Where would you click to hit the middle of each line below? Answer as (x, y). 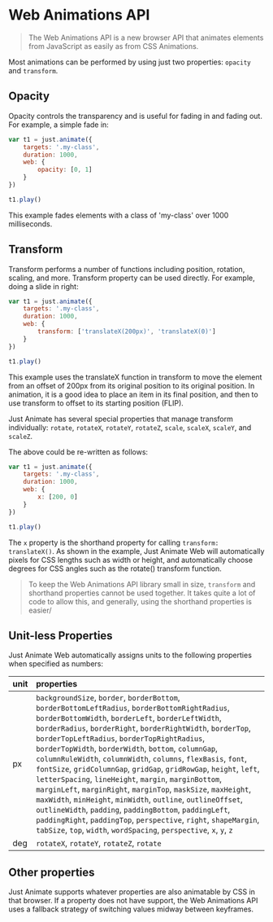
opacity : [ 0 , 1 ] (65, 170)
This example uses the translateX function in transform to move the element (135, 377)
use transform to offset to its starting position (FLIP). (96, 403)
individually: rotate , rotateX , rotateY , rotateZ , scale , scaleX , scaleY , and (130, 427)
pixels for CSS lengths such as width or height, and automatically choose (131, 560)
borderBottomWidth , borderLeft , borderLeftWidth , (129, 718)
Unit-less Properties (61, 636)
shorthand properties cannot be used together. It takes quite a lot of (142, 593)
